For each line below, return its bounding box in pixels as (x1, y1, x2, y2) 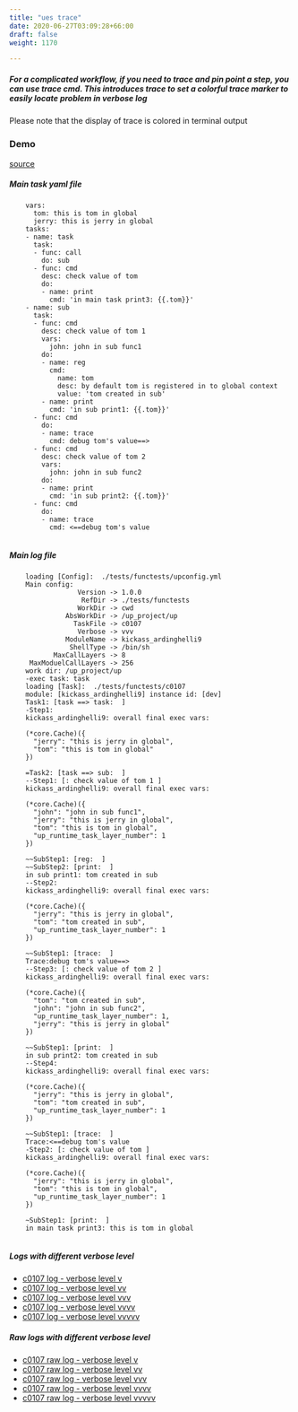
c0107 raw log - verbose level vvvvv (21, 1392, 157, 1404)
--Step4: (25, 1059, 58, 1068)
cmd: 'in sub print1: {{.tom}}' (48, 405, 170, 414)
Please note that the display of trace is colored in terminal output (9, 116, 248, 126)
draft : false (9, 30, 58, 39)
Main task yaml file (9, 179, 82, 189)
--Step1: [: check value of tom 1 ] (25, 777, 163, 786)
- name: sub (25, 303, 70, 312)
